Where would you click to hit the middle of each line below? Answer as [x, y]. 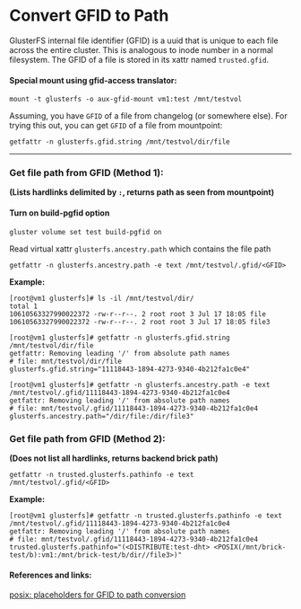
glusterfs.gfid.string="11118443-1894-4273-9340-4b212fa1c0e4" [130, 369]
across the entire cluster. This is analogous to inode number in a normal [141, 49]
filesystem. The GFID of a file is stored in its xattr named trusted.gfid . [139, 59]
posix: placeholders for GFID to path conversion [98, 595]
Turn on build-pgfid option [60, 213]
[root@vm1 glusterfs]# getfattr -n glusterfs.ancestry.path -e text [140, 384]
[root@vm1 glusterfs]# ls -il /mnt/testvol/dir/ [102, 298]
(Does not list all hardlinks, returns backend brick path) [114, 458]
